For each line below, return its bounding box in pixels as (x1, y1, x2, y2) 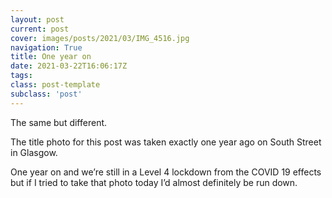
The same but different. (10, 116, 108, 128)
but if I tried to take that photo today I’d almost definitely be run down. (10, 176, 298, 188)
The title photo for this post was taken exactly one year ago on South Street (10, 136, 322, 148)
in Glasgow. (10, 146, 58, 158)
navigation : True (10, 42, 83, 53)
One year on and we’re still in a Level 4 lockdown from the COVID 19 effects (10, 166, 322, 178)
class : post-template (10, 80, 101, 90)
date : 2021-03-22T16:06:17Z (10, 61, 128, 71)
